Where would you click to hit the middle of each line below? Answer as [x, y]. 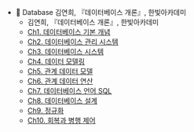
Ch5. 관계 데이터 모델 [60, 71]
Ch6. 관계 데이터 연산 [60, 81]
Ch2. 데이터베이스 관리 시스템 [73, 42]
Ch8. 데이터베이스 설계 [62, 101]
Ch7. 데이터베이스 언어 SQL [70, 91]
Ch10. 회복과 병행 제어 [61, 120]
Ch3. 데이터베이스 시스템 [66, 51]
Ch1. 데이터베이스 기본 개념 [69, 32]
